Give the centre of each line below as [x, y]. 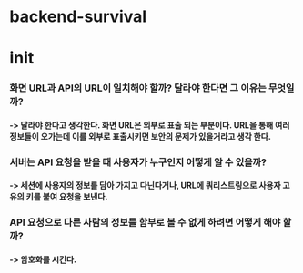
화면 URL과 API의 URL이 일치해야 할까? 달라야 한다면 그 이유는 [138, 88]
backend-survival [78, 17]
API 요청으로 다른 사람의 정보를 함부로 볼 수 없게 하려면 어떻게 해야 [145, 222]
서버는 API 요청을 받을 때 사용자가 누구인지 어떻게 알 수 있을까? [138, 162]
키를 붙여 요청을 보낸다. [67, 197]
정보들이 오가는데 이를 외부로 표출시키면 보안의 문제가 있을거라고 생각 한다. [140, 136]
